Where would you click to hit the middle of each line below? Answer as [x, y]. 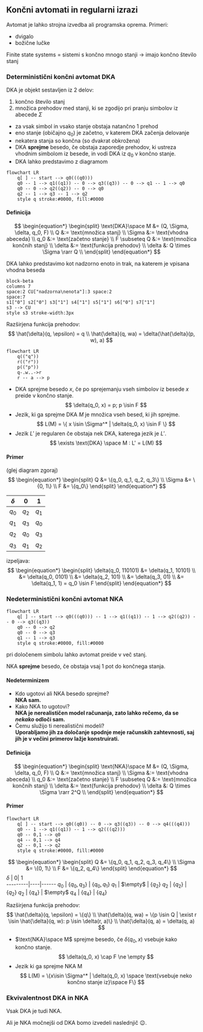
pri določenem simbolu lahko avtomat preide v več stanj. [76, 655]
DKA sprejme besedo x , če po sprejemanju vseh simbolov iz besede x [102, 389]
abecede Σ [28, 115]
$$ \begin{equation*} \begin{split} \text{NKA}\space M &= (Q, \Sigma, [101, 766]
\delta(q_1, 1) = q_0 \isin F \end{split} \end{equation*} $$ [101, 583]
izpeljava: [18, 561]
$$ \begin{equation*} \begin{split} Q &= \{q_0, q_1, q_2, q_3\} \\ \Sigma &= [100, 480]
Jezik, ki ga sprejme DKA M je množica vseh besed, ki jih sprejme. [97, 414]
